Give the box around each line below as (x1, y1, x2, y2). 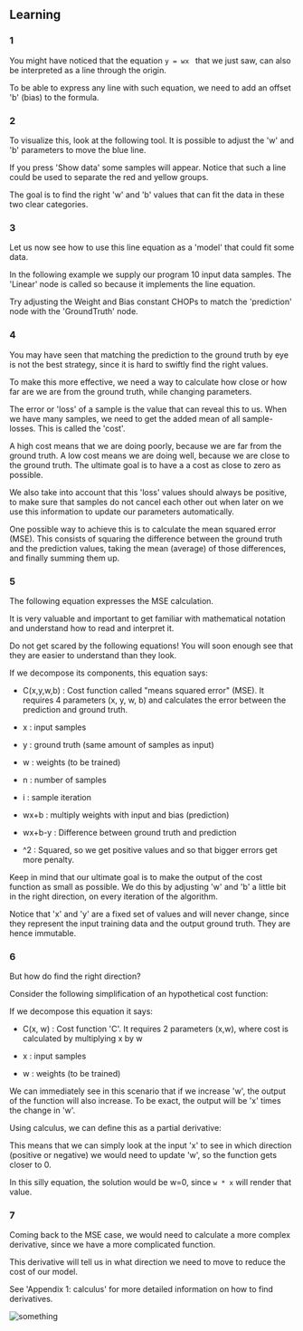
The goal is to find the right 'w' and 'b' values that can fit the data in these (9, 189, 285, 200)
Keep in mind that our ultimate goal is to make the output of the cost (9, 871, 263, 882)
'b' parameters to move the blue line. (9, 144, 147, 155)
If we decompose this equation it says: (9, 1006, 154, 1017)
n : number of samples (22, 774, 107, 785)
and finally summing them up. (9, 552, 120, 563)
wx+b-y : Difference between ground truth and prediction (22, 827, 237, 838)
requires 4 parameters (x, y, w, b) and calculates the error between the (22, 694, 287, 705)
